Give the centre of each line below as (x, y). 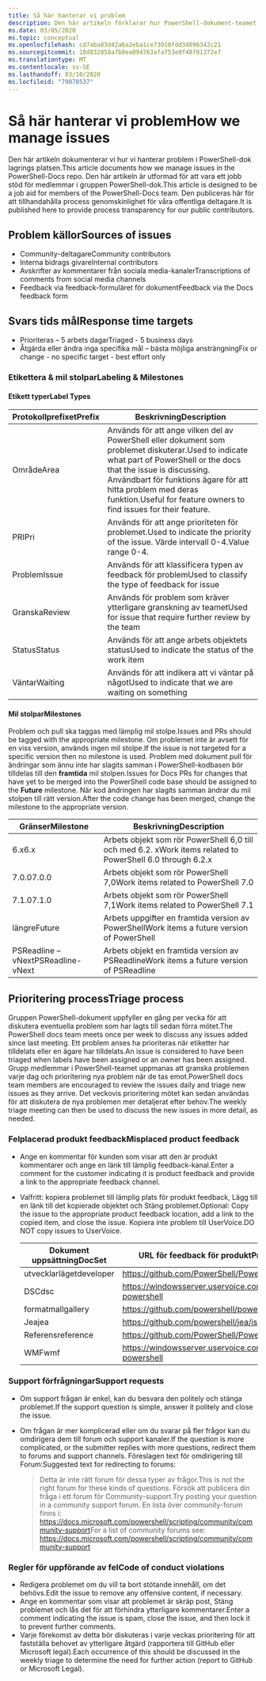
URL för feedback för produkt (195, 1255)
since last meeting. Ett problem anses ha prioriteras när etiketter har (119, 1043)
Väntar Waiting (38, 683)
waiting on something (147, 693)
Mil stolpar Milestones (45, 714)
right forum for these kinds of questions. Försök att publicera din (145, 1488)
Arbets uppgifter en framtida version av (177, 918)
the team (124, 628)
